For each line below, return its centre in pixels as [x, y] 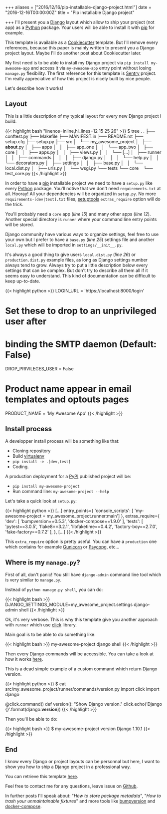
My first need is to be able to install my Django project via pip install [77, 63]
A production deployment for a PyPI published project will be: [68, 476]
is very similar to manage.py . [33, 580]
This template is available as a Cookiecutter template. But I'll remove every [82, 42]
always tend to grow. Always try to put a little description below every [77, 265]
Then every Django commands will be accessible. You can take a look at [79, 654]
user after [26, 321]
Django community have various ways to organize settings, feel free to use [82, 234]
